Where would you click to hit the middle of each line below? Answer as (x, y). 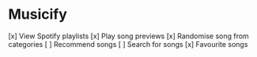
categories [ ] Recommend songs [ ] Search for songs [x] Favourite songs (128, 44)
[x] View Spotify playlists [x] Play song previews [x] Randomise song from (128, 36)
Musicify (38, 14)
